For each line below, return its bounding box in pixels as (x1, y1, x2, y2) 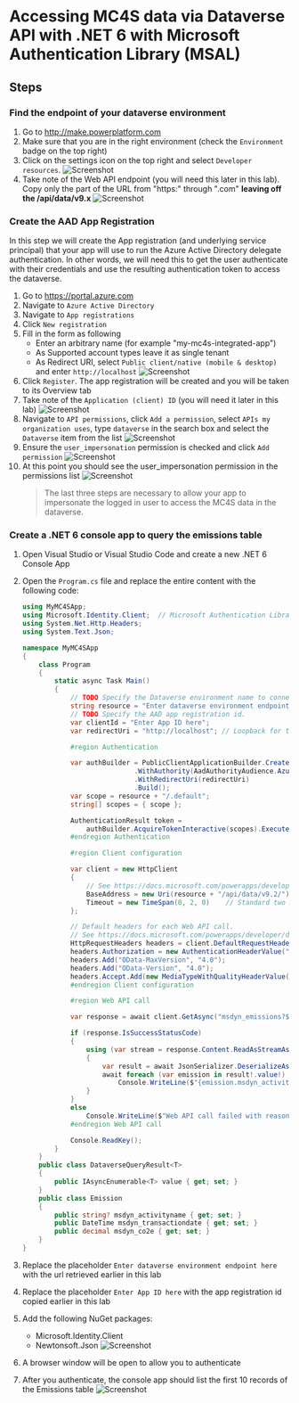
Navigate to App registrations (21, 309, 135, 320)
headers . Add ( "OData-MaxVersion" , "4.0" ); (69, 956, 226, 964)
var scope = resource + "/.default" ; (69, 792, 211, 800)
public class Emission (38, 1194, 123, 1202)
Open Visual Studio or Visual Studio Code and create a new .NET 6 (21, 549, 267, 560)
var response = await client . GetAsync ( (69, 1013, 218, 1021)
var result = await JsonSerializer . (101, 1062, 238, 1071)
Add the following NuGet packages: (21, 1313, 153, 1324)
